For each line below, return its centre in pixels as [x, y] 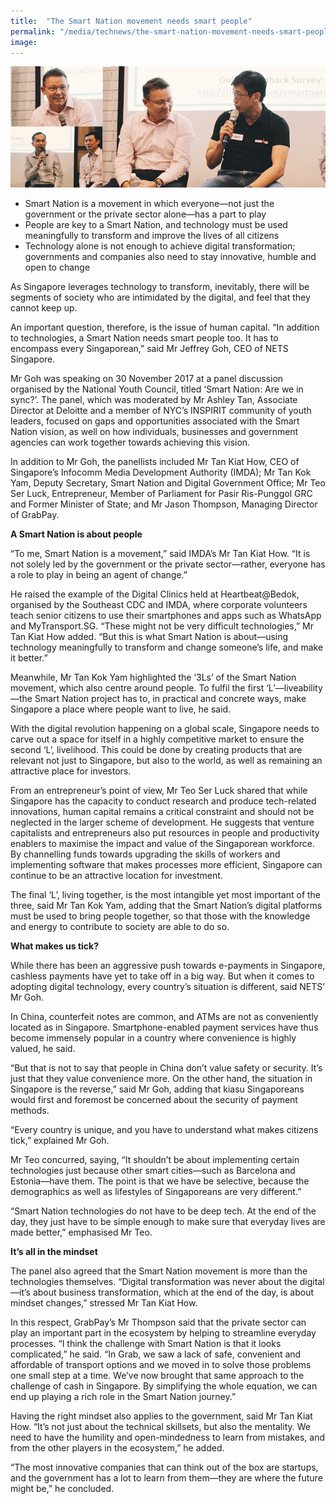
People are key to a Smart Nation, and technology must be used [156, 225]
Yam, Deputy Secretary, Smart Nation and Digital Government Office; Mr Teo [168, 483]
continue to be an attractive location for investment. [116, 876]
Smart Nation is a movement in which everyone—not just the [149, 204]
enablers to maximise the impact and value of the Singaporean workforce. [162, 844]
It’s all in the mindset [54, 1252]
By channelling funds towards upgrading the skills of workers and [145, 854]
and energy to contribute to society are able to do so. [120, 927]
